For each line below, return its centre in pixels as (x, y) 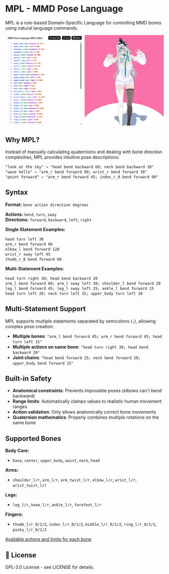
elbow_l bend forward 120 (32, 249)
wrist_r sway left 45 (28, 254)
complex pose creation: (30, 326)
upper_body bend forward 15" (43, 363)
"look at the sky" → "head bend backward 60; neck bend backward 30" (80, 167)
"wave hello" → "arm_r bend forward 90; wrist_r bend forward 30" (76, 172)
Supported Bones (33, 439)
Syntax (17, 192)
